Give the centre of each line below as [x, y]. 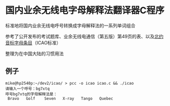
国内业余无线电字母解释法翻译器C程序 [85, 10]
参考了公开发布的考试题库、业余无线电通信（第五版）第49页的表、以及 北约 [84, 36]
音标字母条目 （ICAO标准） [33, 43]
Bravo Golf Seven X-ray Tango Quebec [60, 98]
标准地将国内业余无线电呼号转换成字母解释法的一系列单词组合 [70, 25]
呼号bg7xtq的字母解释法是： [31, 94]
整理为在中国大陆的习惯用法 [35, 54]
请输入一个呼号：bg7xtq [28, 89]
